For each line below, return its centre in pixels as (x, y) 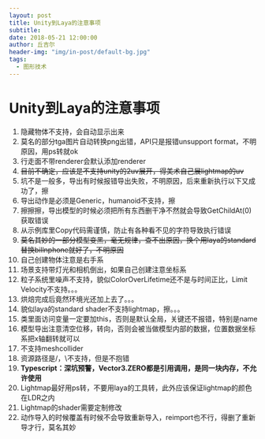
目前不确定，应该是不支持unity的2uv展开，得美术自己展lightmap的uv (132, 171)
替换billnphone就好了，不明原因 (72, 250)
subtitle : (25, 30)
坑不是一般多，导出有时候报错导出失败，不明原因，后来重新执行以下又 (134, 180)
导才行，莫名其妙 (48, 427)
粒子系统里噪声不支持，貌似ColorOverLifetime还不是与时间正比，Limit (134, 279)
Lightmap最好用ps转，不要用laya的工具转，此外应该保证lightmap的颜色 (136, 388)
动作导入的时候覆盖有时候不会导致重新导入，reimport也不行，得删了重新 (138, 417)
